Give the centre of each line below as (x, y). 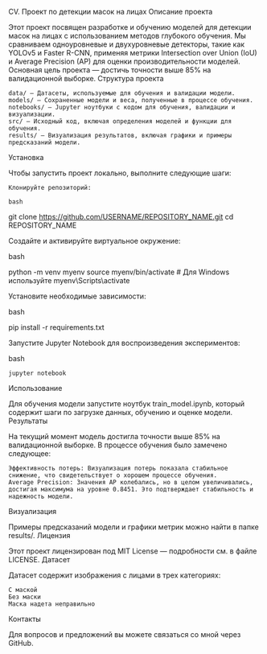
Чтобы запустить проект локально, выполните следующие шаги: (120, 173)
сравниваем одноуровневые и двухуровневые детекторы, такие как (127, 44)
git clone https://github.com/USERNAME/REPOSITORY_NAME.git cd (121, 217)
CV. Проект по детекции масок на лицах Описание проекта (111, 12)
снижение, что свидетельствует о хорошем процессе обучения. (113, 475)
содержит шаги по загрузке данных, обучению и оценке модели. (121, 412)
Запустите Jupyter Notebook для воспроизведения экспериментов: (124, 343)
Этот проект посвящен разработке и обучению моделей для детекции (130, 27)
